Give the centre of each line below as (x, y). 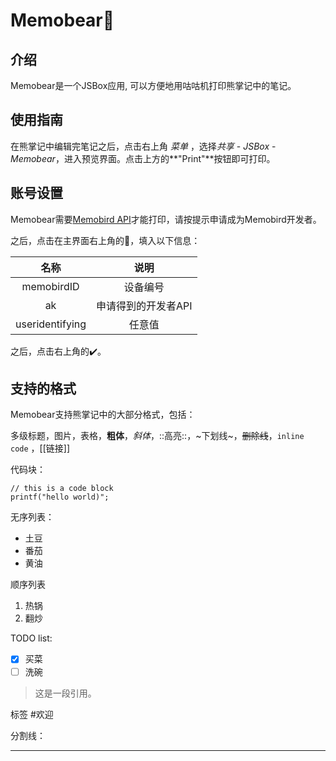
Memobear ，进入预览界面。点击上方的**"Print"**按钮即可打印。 (143, 158)
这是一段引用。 (65, 693)
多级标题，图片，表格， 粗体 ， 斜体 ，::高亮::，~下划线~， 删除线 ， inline (157, 436)
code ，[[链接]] (40, 448)
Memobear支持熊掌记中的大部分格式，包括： (103, 415)
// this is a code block (62, 489)
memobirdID (50, 286)
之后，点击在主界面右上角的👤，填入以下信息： (105, 240)
